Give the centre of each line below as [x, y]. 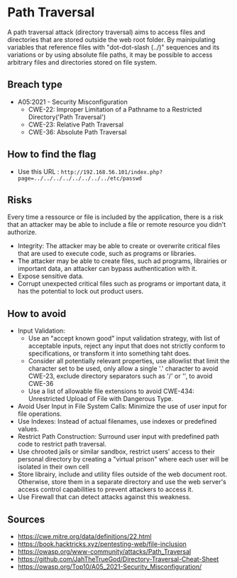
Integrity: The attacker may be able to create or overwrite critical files [119, 246]
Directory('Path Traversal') [67, 117]
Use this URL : [38, 171]
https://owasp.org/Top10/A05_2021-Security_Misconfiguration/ [110, 567]
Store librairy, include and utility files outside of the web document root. [122, 474]
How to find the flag [52, 155]
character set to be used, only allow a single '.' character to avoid [123, 369]
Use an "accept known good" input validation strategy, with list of [124, 338]
